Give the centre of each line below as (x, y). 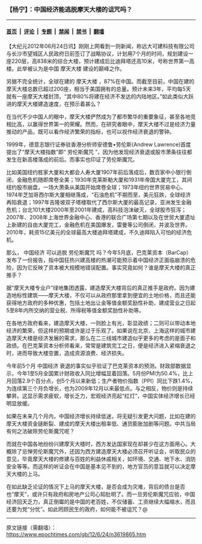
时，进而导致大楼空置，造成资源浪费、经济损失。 (67, 353)
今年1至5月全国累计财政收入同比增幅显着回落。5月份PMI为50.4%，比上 (105, 373)
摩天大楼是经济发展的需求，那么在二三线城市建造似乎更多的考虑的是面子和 (103, 338)
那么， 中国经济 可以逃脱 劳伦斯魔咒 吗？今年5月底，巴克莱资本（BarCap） (99, 252)
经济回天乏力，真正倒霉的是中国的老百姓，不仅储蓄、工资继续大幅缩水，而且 (101, 501)
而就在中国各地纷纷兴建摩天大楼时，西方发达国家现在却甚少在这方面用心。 (98, 444)
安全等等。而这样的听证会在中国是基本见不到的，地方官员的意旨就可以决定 (98, 466)
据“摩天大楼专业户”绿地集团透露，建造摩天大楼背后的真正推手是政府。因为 (98, 288)
